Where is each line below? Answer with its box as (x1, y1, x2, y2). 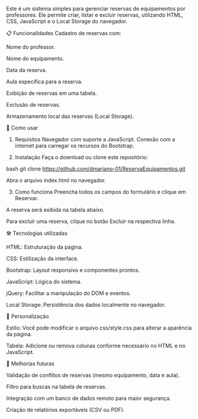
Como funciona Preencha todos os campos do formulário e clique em (14, 188, 186, 195)
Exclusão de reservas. (6, 101, 61, 108)
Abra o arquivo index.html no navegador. (6, 177, 106, 184)
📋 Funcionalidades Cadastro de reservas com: (6, 30, 122, 36)
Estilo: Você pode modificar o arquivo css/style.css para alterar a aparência (6, 324, 192, 331)
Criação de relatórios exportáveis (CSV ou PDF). (6, 406, 125, 413)
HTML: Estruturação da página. (6, 244, 83, 250)
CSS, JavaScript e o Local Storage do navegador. (6, 18, 128, 24)
